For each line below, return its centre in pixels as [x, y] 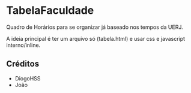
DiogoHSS [28, 78]
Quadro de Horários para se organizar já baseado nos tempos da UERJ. [95, 27]
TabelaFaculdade [50, 10]
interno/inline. [23, 45]
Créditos [23, 64]
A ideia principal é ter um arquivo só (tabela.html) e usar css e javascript [95, 38]
